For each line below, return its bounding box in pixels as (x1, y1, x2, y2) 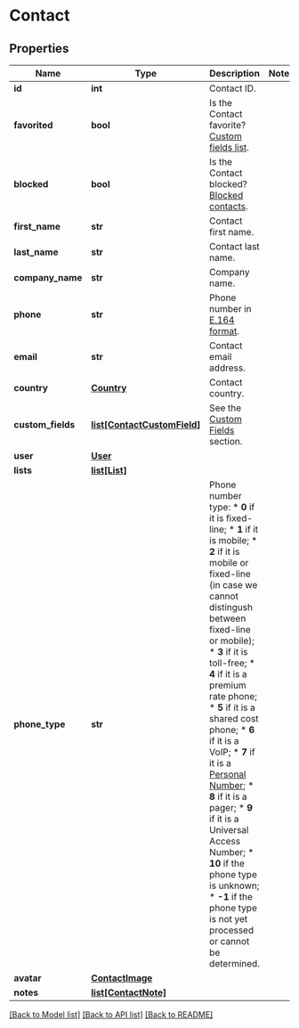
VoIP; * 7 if (208, 746, 255, 758)
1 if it (237, 523, 259, 535)
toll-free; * (208, 657, 255, 669)
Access (208, 835, 241, 847)
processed (208, 924, 255, 936)
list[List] (90, 464, 127, 477)
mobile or (208, 557, 249, 568)
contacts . (208, 200, 249, 212)
